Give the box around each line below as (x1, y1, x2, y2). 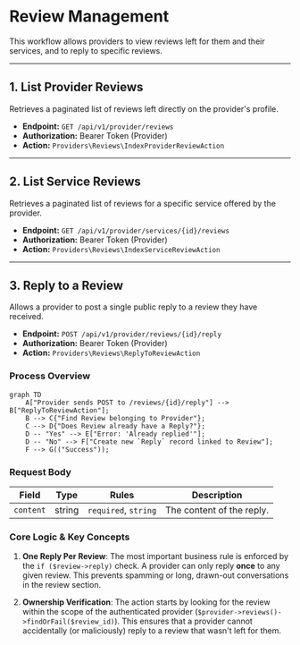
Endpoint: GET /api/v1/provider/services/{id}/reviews (21, 225, 230, 235)
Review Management (9, 6, 170, 27)
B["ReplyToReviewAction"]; (9, 405, 110, 415)
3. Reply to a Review (9, 277, 123, 293)
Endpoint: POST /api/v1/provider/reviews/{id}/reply (21, 328, 221, 339)
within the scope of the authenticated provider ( (21, 607, 198, 617)
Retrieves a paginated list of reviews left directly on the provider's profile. (9, 103, 279, 114)
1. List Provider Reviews (9, 80, 144, 95)
